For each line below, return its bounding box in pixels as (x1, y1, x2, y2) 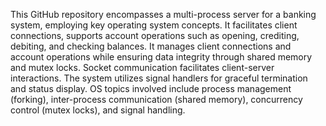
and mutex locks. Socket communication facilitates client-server (10, 62, 275, 73)
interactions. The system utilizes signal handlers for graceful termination (10, 72, 308, 84)
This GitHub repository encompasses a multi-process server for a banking (10, 9, 317, 20)
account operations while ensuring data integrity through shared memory (10, 51, 313, 63)
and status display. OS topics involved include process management (10, 83, 292, 94)
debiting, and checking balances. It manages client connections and (10, 40, 292, 52)
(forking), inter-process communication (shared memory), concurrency (10, 94, 303, 105)
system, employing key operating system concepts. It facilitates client (10, 19, 298, 31)
